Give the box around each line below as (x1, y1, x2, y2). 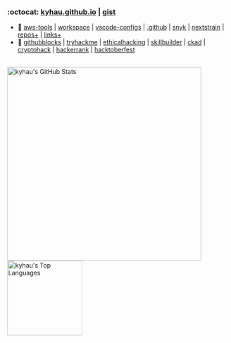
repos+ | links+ (17, 30, 62, 39)
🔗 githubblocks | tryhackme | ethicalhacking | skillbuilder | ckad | (17, 38, 206, 46)
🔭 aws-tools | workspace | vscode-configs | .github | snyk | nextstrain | (17, 23, 225, 32)
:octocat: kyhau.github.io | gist (7, 7, 116, 17)
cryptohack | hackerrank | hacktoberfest (17, 46, 135, 54)
